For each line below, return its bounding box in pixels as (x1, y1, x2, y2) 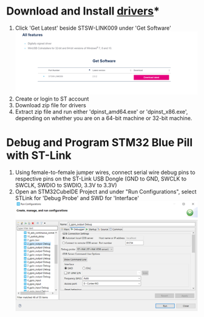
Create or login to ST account (15, 95, 89, 102)
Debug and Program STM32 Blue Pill (6, 136, 193, 150)
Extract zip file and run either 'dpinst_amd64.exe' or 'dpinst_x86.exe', (15, 108, 188, 115)
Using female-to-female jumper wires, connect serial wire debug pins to (15, 169, 195, 176)
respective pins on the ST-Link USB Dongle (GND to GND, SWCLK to (15, 175, 187, 182)
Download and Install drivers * (6, 4, 160, 18)
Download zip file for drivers (15, 101, 86, 108)
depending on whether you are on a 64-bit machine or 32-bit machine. (15, 114, 192, 122)
